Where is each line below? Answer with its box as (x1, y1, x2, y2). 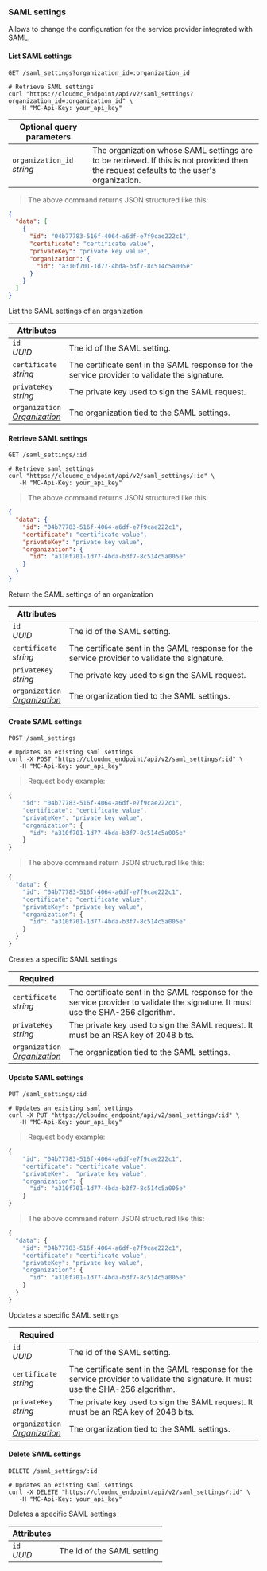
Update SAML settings (8, 1072, 84, 1082)
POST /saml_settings (8, 735, 77, 742)
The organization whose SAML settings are (92, 144, 253, 155)
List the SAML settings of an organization (8, 306, 143, 315)
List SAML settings (8, 51, 72, 61)
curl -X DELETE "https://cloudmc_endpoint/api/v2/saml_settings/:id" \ (8, 1488, 250, 1496)
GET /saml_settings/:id (8, 451, 87, 460)
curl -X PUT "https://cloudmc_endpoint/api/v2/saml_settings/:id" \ (8, 1111, 240, 1119)
